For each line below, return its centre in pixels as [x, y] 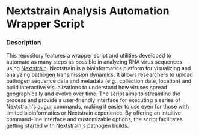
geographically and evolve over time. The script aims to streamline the [93, 94]
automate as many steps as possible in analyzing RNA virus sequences [94, 62]
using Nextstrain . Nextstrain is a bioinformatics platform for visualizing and [99, 68]
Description [24, 43]
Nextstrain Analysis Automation [88, 11]
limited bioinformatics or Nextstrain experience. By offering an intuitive [94, 113]
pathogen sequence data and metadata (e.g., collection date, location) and [99, 81]
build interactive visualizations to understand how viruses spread [87, 88]
